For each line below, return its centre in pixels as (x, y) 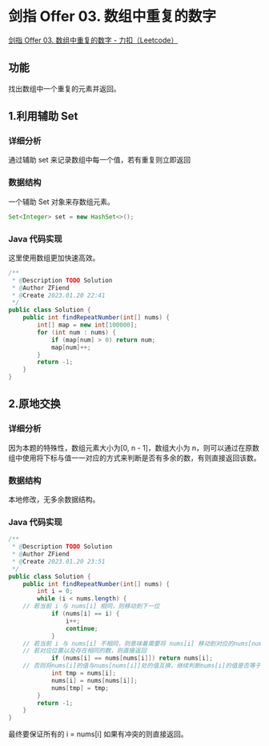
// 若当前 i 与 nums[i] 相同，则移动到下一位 (91, 606)
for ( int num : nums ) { (76, 332)
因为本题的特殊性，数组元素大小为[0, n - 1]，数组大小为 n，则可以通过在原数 (134, 447)
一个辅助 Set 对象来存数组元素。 (61, 202)
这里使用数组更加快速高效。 (54, 258)
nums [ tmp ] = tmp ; (80, 688)
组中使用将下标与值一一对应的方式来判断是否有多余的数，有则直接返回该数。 (134, 458)
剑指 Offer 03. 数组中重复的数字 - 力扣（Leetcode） (93, 40)
